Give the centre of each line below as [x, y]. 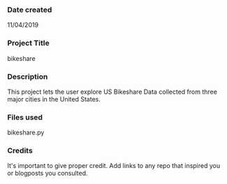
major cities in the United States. [54, 99]
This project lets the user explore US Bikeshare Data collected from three [112, 92]
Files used [25, 117]
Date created [30, 10]
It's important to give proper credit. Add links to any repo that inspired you [114, 166]
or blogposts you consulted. [48, 174]
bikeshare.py [26, 133]
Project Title [29, 43]
